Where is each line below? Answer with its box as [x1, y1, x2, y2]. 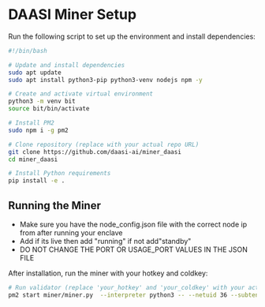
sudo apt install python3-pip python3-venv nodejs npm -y [8, 76, 203, 84]
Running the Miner [8, 199, 101, 212]
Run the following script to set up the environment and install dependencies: [8, 32, 256, 41]
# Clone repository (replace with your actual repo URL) [8, 140, 200, 148]
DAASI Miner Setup [8, 6, 136, 24]
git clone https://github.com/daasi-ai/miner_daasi [8, 148, 181, 155]
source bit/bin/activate [8, 105, 90, 113]
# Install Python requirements [8, 170, 111, 178]
